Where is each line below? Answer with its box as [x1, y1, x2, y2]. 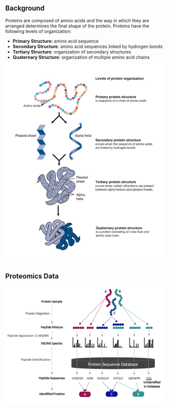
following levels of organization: [5, 28, 72, 34]
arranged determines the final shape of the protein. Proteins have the [5, 23, 149, 29]
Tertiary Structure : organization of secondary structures [12, 49, 132, 55]
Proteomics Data [5, 271, 59, 280]
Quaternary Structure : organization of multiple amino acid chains [12, 54, 150, 60]
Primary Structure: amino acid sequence [12, 38, 99, 44]
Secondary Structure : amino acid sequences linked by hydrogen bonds [12, 43, 163, 50]
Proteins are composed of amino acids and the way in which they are [5, 17, 149, 23]
